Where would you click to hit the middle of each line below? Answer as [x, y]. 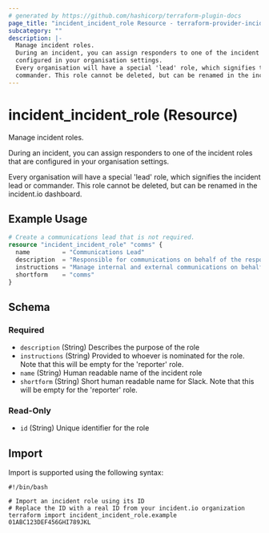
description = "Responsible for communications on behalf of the [128, 260]
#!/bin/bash [28, 487]
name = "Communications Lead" [80, 252]
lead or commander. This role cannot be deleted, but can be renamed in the [133, 185]
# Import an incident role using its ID [77, 502]
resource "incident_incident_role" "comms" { [85, 245]
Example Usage [48, 218]
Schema [29, 307]
